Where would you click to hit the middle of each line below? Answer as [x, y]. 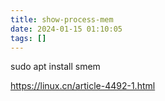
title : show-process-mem [62, 19]
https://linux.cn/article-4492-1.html [83, 86]
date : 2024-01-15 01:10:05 [66, 29]
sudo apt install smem [55, 67]
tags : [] [28, 38]
